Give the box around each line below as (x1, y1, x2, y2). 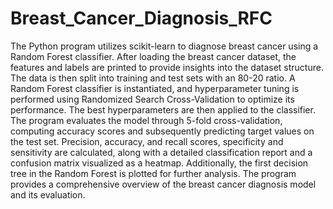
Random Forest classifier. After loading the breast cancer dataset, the (10, 50, 297, 62)
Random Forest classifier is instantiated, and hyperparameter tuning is (10, 82, 300, 94)
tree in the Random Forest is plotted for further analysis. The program (10, 167, 297, 179)
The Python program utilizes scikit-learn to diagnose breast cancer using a (10, 40, 319, 52)
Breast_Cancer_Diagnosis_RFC (10, 7, 273, 30)
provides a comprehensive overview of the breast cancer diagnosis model (10, 178, 317, 190)
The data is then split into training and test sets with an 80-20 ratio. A (10, 72, 296, 84)
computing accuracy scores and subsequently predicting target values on (10, 125, 315, 137)
